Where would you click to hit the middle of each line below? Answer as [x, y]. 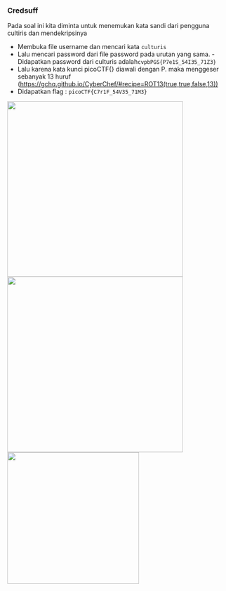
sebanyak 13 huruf [44, 77]
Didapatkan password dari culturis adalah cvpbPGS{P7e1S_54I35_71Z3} [117, 62]
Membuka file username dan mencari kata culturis [92, 47]
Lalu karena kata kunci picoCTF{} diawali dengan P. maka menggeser [118, 69]
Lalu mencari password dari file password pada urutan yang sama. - [116, 54]
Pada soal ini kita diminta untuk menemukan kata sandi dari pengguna [108, 26]
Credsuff [23, 11]
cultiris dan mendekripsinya [47, 33]
